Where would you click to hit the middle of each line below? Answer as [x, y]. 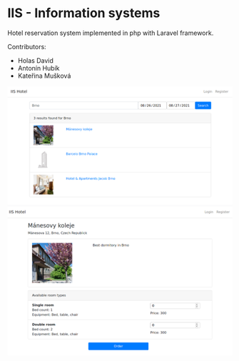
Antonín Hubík [39, 68]
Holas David [35, 60]
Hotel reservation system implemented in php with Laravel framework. [111, 33]
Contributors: [27, 46]
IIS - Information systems [84, 13]
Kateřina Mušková [44, 76]
